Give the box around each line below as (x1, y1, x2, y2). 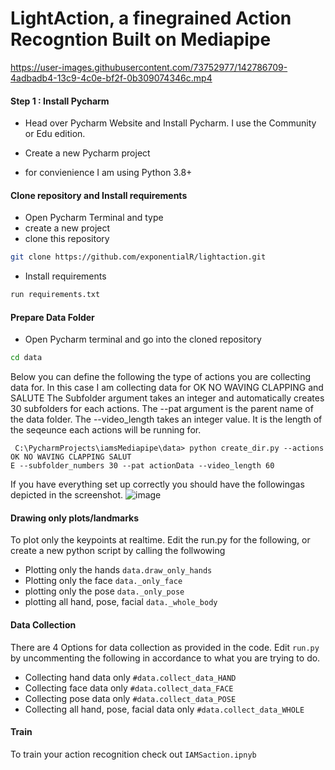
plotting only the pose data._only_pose (24, 585, 185, 597)
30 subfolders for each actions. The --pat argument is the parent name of (10, 403, 314, 415)
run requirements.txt (10, 290, 101, 300)
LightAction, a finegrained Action (10, 7, 292, 30)
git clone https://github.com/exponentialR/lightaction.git (10, 252, 267, 262)
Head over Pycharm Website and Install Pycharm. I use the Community (24, 117, 317, 129)
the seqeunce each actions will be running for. (10, 424, 202, 436)
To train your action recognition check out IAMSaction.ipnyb (10, 748, 257, 760)
